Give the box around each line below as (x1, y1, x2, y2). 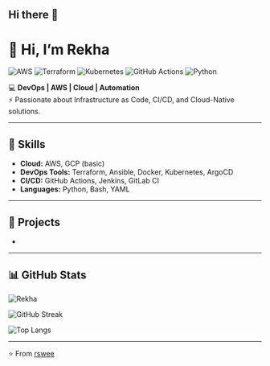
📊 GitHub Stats (8, 269, 87, 282)
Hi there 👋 (8, 8, 59, 22)
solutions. (8, 106, 41, 117)
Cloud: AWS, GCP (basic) (19, 158, 105, 169)
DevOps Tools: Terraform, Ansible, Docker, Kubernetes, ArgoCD (19, 167, 234, 177)
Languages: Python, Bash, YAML (19, 184, 130, 194)
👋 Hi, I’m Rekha (8, 40, 110, 59)
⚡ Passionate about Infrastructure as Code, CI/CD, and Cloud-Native (8, 95, 235, 105)
